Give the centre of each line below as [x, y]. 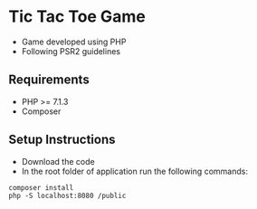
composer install [41, 187]
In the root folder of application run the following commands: [134, 171]
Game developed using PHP [74, 42]
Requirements [49, 80]
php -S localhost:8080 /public [67, 195]
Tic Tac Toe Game [77, 17]
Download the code [58, 161]
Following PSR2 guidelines [71, 51]
